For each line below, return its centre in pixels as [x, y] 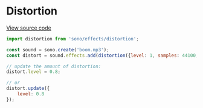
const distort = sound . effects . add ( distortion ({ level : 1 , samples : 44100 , [102, 56]
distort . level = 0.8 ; [34, 72]
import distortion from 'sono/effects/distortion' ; [72, 39]
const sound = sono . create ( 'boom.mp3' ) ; [58, 49]
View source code [29, 28]
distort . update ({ [28, 89]
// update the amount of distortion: [54, 66]
